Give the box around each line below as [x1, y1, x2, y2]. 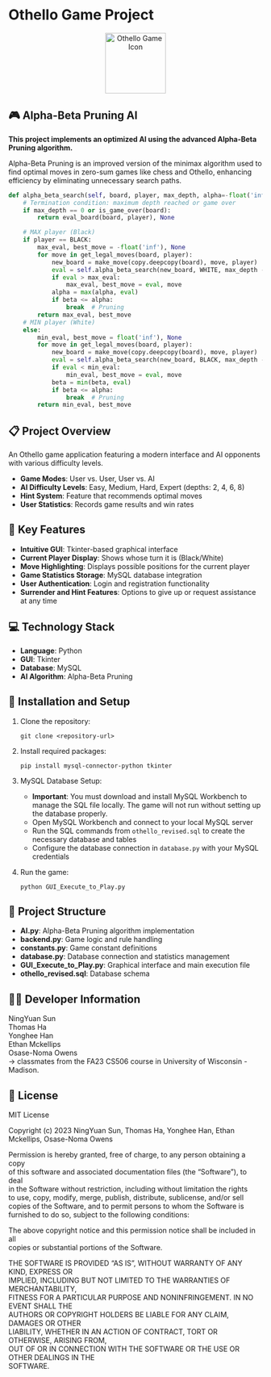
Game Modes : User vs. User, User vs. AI [19, 474, 156, 483]
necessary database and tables [31, 834, 137, 844]
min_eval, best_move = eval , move [65, 370, 182, 379]
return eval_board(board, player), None [37, 214, 175, 222]
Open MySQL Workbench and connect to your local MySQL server [31, 817, 254, 827]
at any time [19, 596, 58, 605]
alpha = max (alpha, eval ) [51, 288, 139, 296]
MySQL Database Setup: [19, 776, 102, 785]
